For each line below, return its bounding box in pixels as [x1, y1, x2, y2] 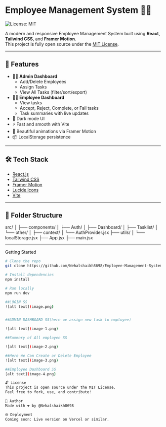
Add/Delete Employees [19, 78, 67, 84]
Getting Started [5, 249, 37, 255]
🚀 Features [5, 60, 39, 69]
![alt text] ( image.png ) [5, 304, 54, 309]
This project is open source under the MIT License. [5, 385, 116, 390]
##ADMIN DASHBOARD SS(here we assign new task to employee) [5, 317, 132, 322]
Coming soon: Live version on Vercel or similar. [5, 417, 110, 422]
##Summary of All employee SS [5, 335, 68, 341]
